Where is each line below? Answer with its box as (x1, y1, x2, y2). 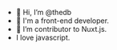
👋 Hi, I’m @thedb (15, 8, 72, 17)
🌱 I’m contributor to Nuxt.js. (15, 25, 107, 33)
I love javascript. (15, 33, 71, 42)
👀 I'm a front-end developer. (15, 16, 110, 25)
